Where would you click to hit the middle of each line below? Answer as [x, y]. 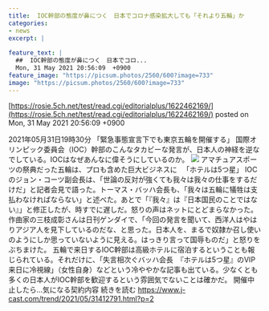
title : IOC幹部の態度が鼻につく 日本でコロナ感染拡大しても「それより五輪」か [126, 16]
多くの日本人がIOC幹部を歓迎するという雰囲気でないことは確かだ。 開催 [128, 279]
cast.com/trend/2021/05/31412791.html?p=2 [81, 298]
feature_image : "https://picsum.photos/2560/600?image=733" [111, 75]
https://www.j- [162, 289]
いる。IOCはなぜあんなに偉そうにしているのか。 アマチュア [133, 159]
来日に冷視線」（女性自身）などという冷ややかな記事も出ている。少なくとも [133, 269]
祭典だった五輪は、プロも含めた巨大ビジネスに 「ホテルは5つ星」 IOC [140, 169]
